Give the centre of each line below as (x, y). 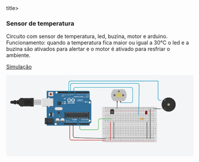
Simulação (19, 67)
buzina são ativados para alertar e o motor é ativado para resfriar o (88, 49)
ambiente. (18, 55)
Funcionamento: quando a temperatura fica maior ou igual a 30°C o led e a (97, 43)
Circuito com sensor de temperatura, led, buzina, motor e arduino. (87, 36)
